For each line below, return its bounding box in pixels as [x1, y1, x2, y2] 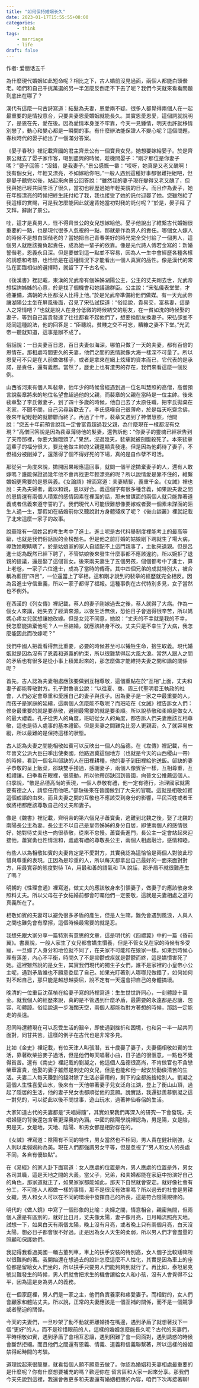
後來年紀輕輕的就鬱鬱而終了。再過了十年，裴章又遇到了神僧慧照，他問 [6, 413, 178, 420]
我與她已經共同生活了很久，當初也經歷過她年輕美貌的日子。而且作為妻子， [6, 184, 188, 191]
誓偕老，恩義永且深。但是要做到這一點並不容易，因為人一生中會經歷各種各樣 [6, 249, 193, 256]
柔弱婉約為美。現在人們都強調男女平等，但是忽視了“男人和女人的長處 [21, 1143, 191, 1151]
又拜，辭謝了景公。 [6, 206, 53, 214]
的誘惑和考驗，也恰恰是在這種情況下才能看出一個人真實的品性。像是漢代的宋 [6, 256, 193, 264]
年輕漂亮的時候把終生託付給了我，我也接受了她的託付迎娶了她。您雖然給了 [11, 192, 193, 199]
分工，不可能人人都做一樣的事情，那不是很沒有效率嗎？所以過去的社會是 [6, 1186, 182, 1193]
